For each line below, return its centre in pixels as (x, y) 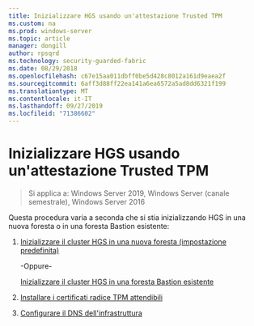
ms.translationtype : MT (49, 91)
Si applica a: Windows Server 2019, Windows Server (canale (129, 193)
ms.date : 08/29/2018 (43, 69)
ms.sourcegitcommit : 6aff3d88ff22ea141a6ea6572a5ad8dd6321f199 (117, 83)
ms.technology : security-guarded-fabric (78, 61)
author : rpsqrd (34, 53)
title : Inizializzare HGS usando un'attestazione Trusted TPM (115, 16)
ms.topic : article (39, 38)
